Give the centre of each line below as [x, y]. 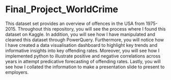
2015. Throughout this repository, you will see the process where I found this [85, 29]
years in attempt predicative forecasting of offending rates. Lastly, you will [83, 61]
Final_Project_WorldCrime [62, 9]
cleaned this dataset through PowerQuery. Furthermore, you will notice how [85, 40]
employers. [17, 72]
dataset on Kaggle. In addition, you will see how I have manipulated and [80, 34]
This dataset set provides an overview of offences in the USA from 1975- [81, 23]
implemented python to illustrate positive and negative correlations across [83, 56]
